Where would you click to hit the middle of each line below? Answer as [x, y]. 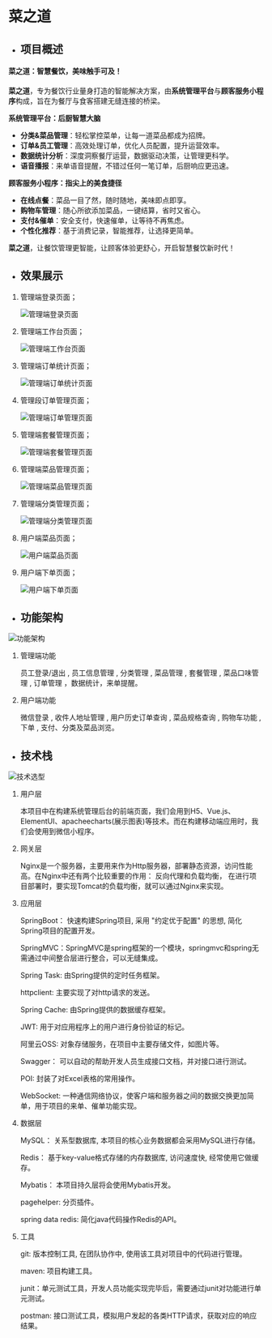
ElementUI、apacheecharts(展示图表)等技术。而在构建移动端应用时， [136, 821]
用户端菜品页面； [49, 538]
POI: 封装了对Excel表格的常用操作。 [80, 1079]
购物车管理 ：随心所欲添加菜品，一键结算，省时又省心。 [112, 210]
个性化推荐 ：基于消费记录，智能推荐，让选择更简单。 [109, 230]
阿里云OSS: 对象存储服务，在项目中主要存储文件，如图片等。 [122, 1044]
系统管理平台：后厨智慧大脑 [55, 118]
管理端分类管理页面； [55, 503]
